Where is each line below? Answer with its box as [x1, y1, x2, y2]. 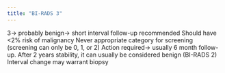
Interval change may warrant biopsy [7, 57, 109, 65]
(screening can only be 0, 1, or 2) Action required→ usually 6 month [7, 43, 198, 51]
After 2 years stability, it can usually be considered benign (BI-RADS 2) [17, 50, 217, 59]
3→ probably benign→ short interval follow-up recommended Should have [7, 29, 217, 37]
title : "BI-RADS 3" [7, 10, 63, 17]
